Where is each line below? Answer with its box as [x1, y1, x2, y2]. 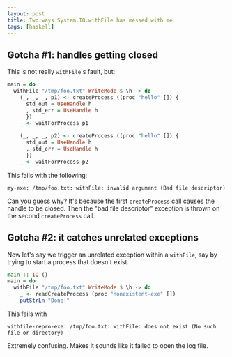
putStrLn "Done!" [20, 297, 70, 304]
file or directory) [7, 329, 64, 336]
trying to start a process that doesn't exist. [7, 257, 130, 266]
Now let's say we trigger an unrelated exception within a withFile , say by [7, 250, 217, 259]
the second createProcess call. [7, 211, 95, 220]
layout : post [7, 10, 45, 17]
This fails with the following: [7, 171, 88, 179]
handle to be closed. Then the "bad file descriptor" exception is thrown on [7, 204, 220, 213]
